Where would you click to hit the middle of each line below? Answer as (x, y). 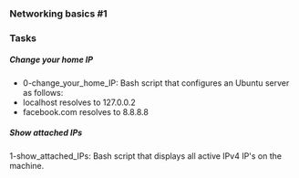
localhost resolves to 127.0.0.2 (79, 102)
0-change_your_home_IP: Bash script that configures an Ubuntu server (156, 83)
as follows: (43, 92)
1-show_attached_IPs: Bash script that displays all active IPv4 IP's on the (146, 156)
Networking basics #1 (58, 14)
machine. (27, 165)
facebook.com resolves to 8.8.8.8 (85, 111)
